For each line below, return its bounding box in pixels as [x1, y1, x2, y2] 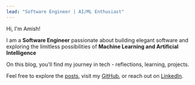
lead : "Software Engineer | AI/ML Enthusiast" [6, 8, 124, 15]
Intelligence [6, 49, 36, 56]
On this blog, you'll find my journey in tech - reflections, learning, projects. [6, 61, 190, 68]
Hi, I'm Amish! [6, 25, 41, 32]
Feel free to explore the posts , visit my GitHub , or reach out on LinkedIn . [6, 72, 184, 79]
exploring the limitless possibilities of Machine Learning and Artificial [6, 43, 179, 50]
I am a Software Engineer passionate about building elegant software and [6, 36, 188, 43]
